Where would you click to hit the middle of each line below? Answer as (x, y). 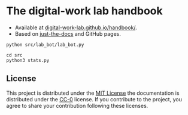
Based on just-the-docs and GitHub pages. (68, 33)
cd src (14, 55)
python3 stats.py (28, 60)
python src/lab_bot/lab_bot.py (45, 45)
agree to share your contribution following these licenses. (77, 105)
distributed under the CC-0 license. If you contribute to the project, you (94, 99)
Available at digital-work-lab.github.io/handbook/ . (76, 27)
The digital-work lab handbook (84, 11)
